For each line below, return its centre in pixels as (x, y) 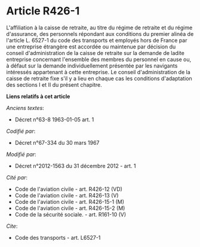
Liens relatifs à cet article (38, 96)
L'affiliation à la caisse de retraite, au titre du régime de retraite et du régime (99, 28)
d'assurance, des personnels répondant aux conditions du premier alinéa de (100, 33)
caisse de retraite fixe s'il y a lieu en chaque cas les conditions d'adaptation (99, 78)
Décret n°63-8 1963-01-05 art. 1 (54, 119)
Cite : (12, 226)
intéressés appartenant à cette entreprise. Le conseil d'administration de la (99, 72)
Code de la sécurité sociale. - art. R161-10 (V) (70, 214)
